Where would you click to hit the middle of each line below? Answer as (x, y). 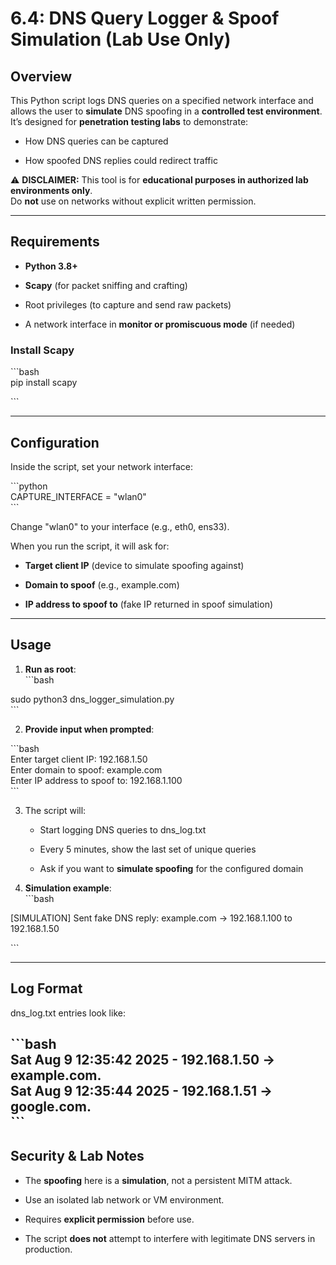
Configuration (55, 442)
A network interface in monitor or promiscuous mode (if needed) (160, 324)
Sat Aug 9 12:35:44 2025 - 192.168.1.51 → (141, 1090)
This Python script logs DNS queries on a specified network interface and (162, 100)
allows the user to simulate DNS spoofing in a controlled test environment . (166, 111)
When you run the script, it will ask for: (90, 546)
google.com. (51, 1106)
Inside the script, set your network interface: (101, 466)
